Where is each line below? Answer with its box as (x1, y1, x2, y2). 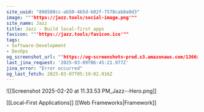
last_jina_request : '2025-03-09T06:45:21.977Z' (6, 59, 129, 65)
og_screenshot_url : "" (6, 54, 64, 60)
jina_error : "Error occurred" (6, 65, 83, 71)
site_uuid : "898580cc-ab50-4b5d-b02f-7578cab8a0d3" (6, 8, 140, 15)
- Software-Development (6, 43, 67, 49)
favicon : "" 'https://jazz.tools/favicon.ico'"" (6, 31, 129, 38)
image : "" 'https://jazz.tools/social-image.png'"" (6, 15, 137, 21)
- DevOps (6, 48, 29, 54)
